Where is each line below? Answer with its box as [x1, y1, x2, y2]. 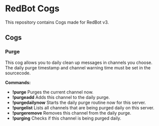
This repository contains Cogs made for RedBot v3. [5, 19, 109, 25]
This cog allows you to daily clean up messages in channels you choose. [5, 60, 153, 65]
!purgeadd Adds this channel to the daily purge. [12, 94, 110, 100]
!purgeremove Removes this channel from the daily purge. [12, 110, 131, 116]
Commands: [5, 79, 31, 85]
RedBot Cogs [5, 3, 60, 14]
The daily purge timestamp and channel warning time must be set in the [5, 64, 151, 70]
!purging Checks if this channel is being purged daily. [12, 115, 122, 121]
